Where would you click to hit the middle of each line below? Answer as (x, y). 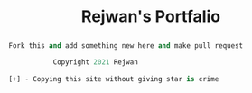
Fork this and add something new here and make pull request (126, 46)
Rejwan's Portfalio (151, 17)
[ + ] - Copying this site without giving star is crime (114, 79)
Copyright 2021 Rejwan (96, 62)
